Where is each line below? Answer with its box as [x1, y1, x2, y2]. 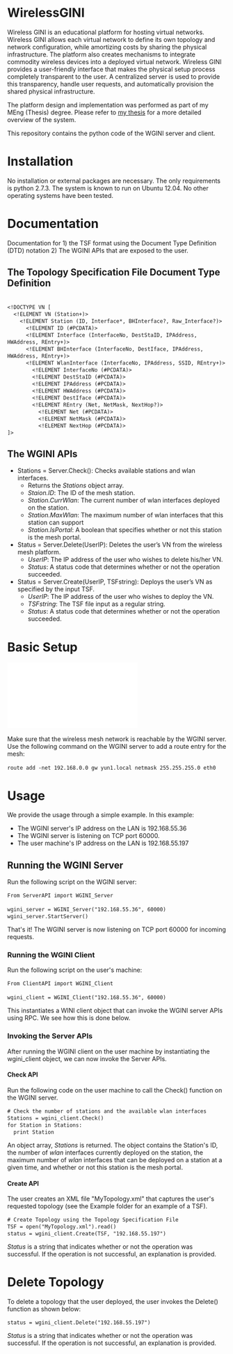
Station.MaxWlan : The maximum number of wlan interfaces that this [27, 511, 224, 519]
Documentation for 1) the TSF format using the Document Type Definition [7, 238, 217, 247]
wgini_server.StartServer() [7, 913, 89, 920]
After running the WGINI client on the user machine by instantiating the [7, 1047, 210, 1056]
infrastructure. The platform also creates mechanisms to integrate [7, 50, 196, 59]
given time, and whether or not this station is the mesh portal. [7, 1163, 184, 1171]
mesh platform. [17, 548, 61, 556]
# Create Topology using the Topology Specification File [7, 1217, 179, 1224]
